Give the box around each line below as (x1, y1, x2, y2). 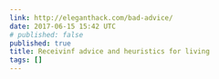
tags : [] (9, 55, 43, 64)
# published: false (9, 30, 84, 39)
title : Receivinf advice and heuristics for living (9, 47, 210, 56)
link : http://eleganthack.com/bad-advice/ (9, 13, 173, 23)
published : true (9, 38, 71, 48)
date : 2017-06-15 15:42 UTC (9, 22, 117, 31)
